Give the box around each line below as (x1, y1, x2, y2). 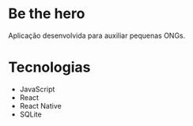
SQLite (19, 109, 42, 119)
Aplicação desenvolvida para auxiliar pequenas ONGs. (8, 31, 186, 40)
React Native (19, 101, 62, 110)
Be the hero (8, 5, 85, 23)
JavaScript (19, 84, 55, 94)
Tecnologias (8, 58, 91, 76)
